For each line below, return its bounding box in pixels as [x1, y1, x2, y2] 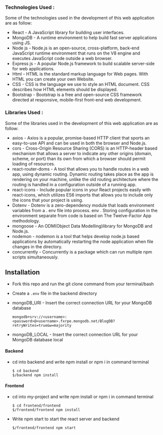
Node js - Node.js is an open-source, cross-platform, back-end [12, 45, 140, 51]
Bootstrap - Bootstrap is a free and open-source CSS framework [12, 92, 143, 98]
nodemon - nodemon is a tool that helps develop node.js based [12, 233, 140, 239]
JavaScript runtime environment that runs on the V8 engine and [12, 50, 141, 56]
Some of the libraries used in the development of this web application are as [5, 120, 159, 126]
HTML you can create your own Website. [12, 76, 95, 82]
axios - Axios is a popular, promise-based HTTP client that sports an [12, 135, 150, 140]
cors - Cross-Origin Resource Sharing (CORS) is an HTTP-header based [12, 145, 158, 151]
